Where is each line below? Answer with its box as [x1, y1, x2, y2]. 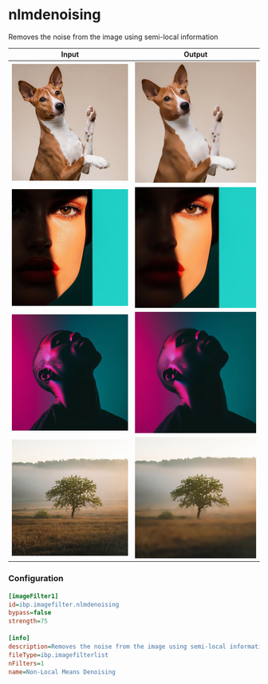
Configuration [8, 573, 64, 584]
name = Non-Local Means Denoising [8, 668, 116, 676]
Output [183, 49, 208, 59]
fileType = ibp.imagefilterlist [8, 650, 109, 659]
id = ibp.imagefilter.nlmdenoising [8, 600, 120, 608]
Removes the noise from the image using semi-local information [8, 32, 219, 42]
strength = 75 [8, 617, 48, 626]
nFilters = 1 [8, 659, 45, 667]
